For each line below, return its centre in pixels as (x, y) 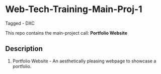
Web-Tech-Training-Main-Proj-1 (74, 9)
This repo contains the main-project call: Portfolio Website (66, 33)
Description (24, 49)
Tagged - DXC (20, 23)
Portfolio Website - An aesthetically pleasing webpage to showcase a (84, 61)
